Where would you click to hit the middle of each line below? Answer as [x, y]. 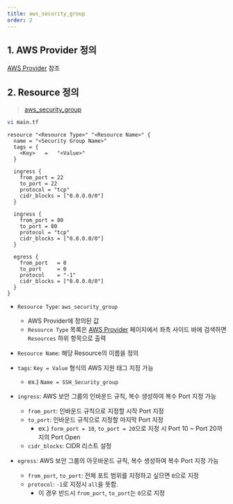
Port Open [66, 437]
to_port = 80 [39, 227]
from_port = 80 [42, 220]
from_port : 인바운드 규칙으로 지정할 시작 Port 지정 [96, 411]
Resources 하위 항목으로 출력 [67, 338]
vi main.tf [23, 123]
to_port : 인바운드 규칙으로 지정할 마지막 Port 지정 [95, 420]
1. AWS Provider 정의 [52, 50]
